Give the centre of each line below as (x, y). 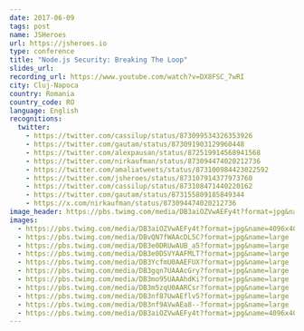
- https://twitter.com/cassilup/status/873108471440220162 (139, 187)
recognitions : (36, 119)
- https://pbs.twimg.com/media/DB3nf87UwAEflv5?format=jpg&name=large (153, 296)
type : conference (42, 52)
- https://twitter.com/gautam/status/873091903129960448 (135, 144)
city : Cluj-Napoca (44, 85)
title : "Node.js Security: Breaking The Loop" (99, 60)
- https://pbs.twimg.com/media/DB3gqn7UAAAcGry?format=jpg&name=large (153, 271)
